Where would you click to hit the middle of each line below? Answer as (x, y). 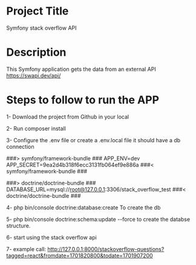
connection (20, 146)
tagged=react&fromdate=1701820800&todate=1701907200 (80, 255)
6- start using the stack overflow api (51, 237)
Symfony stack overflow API (41, 28)
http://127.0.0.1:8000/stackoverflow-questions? (106, 249)
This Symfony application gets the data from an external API (81, 69)
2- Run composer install (36, 128)
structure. (18, 226)
